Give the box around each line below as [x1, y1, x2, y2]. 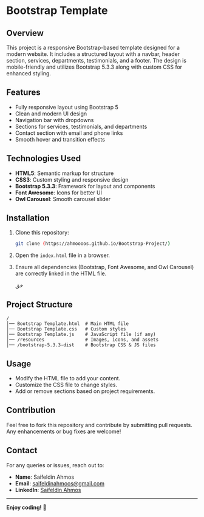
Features [6, 87, 41, 98]
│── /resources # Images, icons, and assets [6, 337, 159, 343]
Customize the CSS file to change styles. [15, 381, 117, 388]
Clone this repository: [15, 229, 69, 236]
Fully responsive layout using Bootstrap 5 [15, 103, 118, 111]
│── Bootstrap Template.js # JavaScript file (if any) [6, 332, 156, 338]
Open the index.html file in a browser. [15, 252, 110, 259]
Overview [6, 28, 44, 38]
